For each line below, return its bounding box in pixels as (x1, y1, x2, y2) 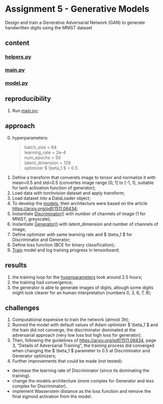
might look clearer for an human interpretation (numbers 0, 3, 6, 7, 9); (12, 289, 151, 296)
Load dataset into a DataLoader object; (12, 195, 91, 201)
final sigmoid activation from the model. (12, 394, 92, 400)
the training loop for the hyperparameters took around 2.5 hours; (12, 274, 143, 280)
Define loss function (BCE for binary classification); (12, 242, 116, 247)
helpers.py (5, 54, 32, 61)
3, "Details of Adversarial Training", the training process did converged (12, 343, 155, 348)
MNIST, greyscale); (12, 216, 51, 222)
